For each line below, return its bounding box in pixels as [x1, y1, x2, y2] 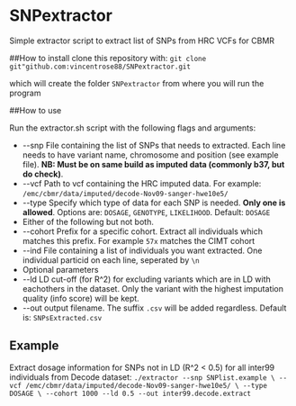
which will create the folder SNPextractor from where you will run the [9, 77, 265, 88]
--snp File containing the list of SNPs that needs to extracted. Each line [22, 140, 286, 150]
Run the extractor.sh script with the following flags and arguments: [9, 122, 256, 133]
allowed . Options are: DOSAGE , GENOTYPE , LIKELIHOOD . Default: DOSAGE [22, 206, 271, 217]
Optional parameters [22, 264, 99, 275]
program [9, 87, 41, 98]
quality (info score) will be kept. [22, 293, 139, 303]
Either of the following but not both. [22, 216, 155, 227]
